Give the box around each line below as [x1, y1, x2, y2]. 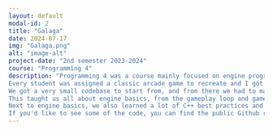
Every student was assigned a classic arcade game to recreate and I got [8, 79, 264, 87]
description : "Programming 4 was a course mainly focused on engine [8, 72, 245, 80]
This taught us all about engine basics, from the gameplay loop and [8, 94, 249, 103]
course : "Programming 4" [8, 65, 93, 73]
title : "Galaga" [8, 27, 63, 35]
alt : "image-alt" [8, 49, 67, 57]
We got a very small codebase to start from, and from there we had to [8, 86, 256, 95]
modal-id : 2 [8, 19, 49, 27]
